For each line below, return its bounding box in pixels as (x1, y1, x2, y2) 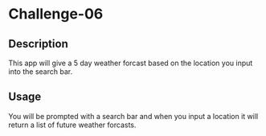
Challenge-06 (8, 5, 104, 23)
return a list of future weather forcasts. (8, 120, 137, 130)
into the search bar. (8, 67, 73, 76)
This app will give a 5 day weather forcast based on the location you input (8, 58, 253, 68)
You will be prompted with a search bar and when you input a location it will (8, 111, 259, 121)
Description (8, 37, 68, 51)
